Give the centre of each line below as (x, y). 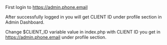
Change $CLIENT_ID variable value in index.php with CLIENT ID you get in (83, 32)
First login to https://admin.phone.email (47, 7)
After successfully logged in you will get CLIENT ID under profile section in (83, 17)
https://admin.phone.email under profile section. (56, 37)
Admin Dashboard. (25, 22)
